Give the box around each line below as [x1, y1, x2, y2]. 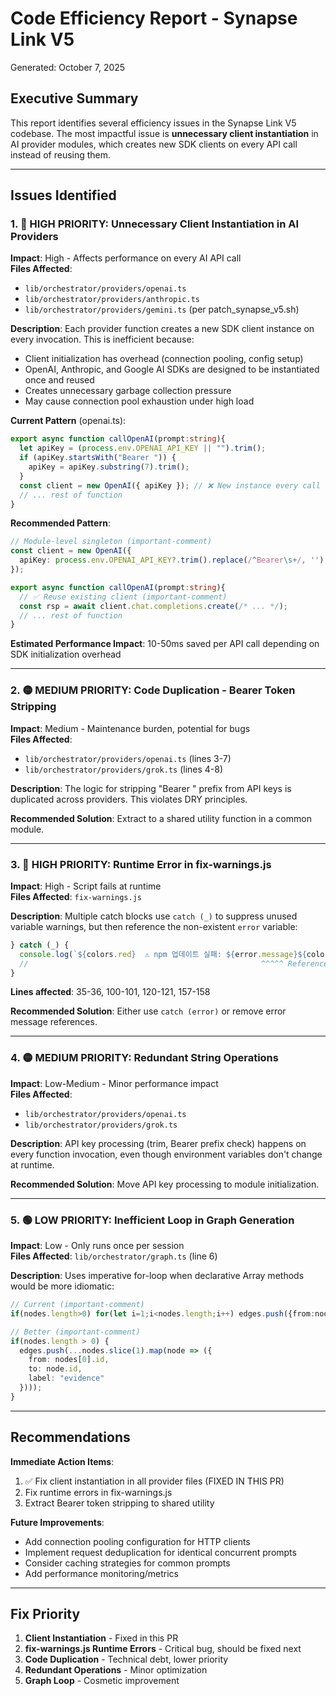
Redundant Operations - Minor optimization [24, 1664, 208, 1676]
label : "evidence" [28, 1373, 105, 1384]
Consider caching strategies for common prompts [24, 1557, 231, 1569]
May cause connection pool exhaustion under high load [24, 395, 255, 407]
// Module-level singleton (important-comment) [10, 537, 213, 547]
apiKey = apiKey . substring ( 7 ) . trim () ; [28, 462, 190, 472]
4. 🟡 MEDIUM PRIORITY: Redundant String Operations [10, 1051, 279, 1065]
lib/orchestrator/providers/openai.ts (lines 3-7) [24, 752, 232, 764]
